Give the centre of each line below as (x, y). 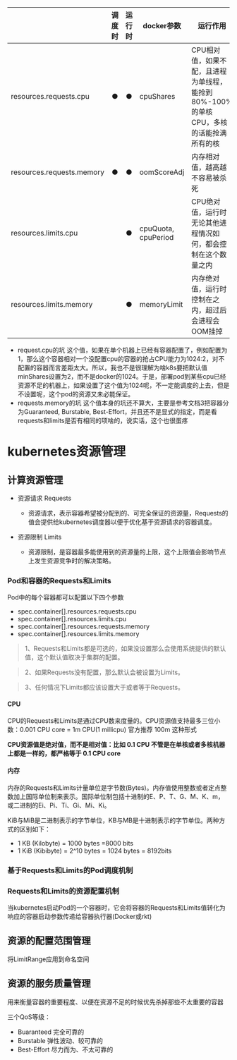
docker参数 (162, 26)
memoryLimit (161, 304)
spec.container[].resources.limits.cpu (72, 619)
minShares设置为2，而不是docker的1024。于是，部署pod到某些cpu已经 (122, 376)
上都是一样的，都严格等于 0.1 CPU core (64, 753)
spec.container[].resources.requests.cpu (77, 611)
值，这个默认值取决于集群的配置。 (74, 657)
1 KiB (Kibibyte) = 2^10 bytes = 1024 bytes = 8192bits (95, 851)
